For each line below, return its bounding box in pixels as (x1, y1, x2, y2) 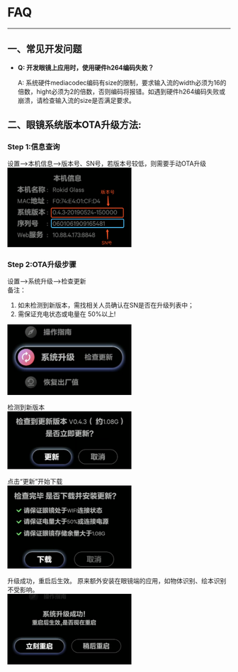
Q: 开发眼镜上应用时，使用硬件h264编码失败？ (17, 63, 154, 72)
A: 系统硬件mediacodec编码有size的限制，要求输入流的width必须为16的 (17, 78, 227, 87)
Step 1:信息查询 (7, 142, 60, 152)
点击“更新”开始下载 (7, 477, 63, 486)
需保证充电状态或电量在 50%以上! (17, 310, 116, 318)
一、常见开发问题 (7, 43, 82, 55)
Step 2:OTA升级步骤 (7, 259, 76, 269)
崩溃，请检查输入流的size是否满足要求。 (17, 96, 136, 104)
